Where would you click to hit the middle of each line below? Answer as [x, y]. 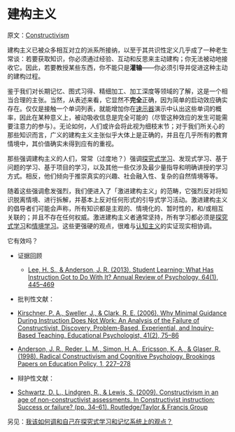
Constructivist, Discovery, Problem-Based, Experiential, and [104, 328]
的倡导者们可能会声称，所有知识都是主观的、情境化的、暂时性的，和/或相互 [116, 208]
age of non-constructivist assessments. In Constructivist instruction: [116, 399]
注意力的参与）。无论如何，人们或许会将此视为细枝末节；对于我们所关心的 [119, 126]
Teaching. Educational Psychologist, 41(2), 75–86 [108, 335]
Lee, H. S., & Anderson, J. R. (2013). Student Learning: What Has [121, 270]
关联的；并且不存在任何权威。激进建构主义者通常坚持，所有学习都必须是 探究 [117, 217]
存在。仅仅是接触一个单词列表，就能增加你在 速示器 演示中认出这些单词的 [111, 109]
